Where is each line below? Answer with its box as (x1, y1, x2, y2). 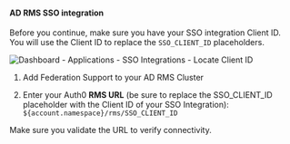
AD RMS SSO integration (9, 7, 105, 18)
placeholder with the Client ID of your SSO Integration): (22, 100, 229, 110)
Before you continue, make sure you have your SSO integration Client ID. (9, 27, 282, 38)
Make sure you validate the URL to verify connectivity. (9, 125, 212, 136)
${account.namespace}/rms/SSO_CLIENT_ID (22, 109, 178, 118)
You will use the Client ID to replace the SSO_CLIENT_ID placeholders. (9, 37, 265, 48)
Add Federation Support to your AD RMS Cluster (22, 72, 205, 83)
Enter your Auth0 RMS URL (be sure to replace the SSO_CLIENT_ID (22, 90, 273, 101)
